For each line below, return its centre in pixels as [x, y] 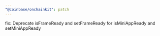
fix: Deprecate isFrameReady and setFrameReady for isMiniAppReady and [80, 23]
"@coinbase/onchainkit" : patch [37, 9]
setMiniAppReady [23, 28]
